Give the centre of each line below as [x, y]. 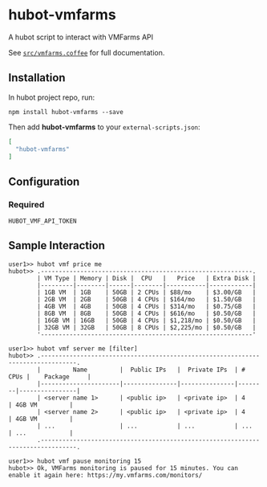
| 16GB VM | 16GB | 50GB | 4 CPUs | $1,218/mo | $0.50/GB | [147, 320]
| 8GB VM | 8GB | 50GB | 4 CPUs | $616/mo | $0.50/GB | [147, 313]
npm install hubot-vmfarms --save [66, 112]
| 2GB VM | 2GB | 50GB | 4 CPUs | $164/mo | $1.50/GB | [147, 299]
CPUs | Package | [50, 377]
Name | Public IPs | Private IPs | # [159, 370]
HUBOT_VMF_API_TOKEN [43, 221]
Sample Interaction [57, 246]
